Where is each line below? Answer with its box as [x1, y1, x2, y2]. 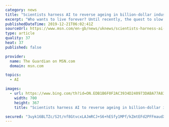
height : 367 [14, 100, 39, 105]
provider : [5, 54, 26, 59]
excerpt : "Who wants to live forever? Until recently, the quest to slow [5, 17, 163, 22]
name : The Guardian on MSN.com [10, 58, 75, 63]
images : [5, 86, 22, 91]
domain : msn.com [10, 63, 44, 69]
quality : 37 [5, 36, 30, 41]
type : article [5, 31, 35, 36]
